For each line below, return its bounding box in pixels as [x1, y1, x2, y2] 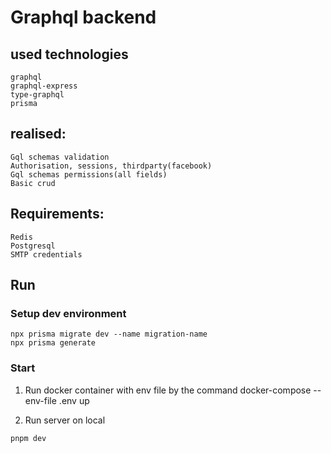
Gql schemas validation [10, 152, 110, 162]
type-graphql [10, 90, 65, 100]
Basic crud [10, 178, 56, 188]
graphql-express [10, 81, 78, 91]
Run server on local [24, 414, 106, 426]
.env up [58, 394, 90, 406]
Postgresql [10, 241, 56, 251]
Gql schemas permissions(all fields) [10, 169, 168, 180]
